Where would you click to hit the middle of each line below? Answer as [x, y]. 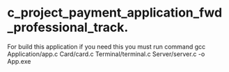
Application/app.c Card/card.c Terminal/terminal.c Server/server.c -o [106, 54]
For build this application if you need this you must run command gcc [106, 46]
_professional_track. [68, 27]
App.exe [19, 61]
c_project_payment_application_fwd [115, 13]
